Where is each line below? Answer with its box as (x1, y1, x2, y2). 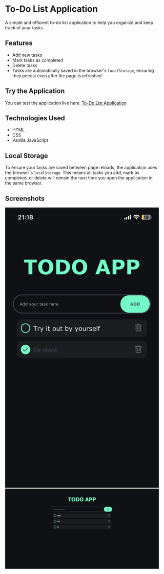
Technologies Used (5, 114, 65, 122)
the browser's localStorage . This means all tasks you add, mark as (5, 170, 140, 176)
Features (5, 39, 33, 47)
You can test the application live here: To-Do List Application (5, 100, 127, 106)
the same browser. (5, 180, 42, 186)
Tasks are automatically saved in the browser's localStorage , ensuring (12, 67, 154, 73)
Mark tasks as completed (12, 57, 63, 63)
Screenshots (5, 194, 45, 202)
